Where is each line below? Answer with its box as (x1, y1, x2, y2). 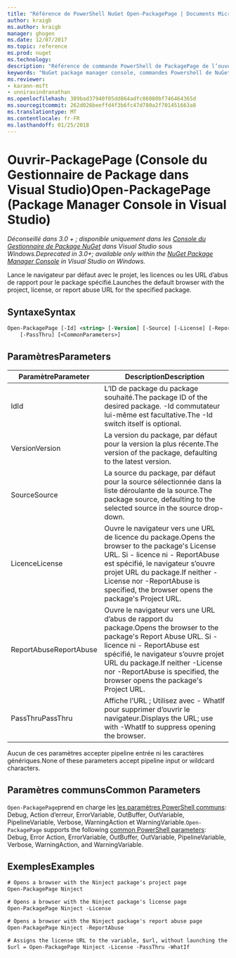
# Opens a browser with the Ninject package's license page (7, 898, 188, 906)
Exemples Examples (7, 861, 95, 873)
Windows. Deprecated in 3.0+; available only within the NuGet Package (7, 250, 214, 258)
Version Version (11, 443, 61, 453)
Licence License (11, 558, 63, 568)
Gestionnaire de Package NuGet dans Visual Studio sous (7, 242, 173, 250)
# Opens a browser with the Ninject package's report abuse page (7, 917, 202, 925)
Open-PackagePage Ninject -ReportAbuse (7, 924, 124, 931)
